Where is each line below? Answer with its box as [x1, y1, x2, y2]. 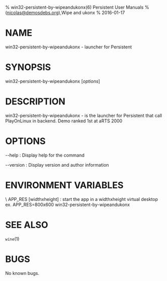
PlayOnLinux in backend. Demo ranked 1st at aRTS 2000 [5, 118, 123, 124]
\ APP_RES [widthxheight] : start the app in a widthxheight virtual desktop [5, 196, 158, 202]
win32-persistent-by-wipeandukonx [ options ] [5, 78, 100, 84]
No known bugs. [5, 270, 39, 276]
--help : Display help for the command [5, 152, 85, 158]
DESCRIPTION [5, 96, 66, 107]
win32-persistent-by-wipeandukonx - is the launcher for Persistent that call [5, 112, 162, 118]
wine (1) [5, 236, 20, 242]
